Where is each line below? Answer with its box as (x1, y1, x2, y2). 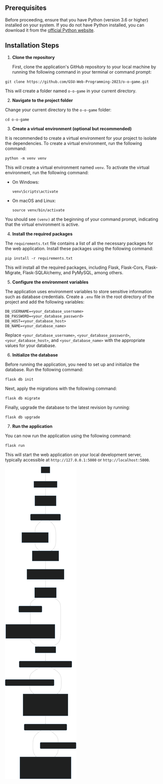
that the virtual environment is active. (5, 221, 79, 227)
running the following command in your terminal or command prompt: (12, 69, 152, 75)
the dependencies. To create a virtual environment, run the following (5, 140, 143, 146)
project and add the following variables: (5, 299, 85, 304)
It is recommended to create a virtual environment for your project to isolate (5, 135, 157, 141)
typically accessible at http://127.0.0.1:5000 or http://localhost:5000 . (5, 457, 150, 462)
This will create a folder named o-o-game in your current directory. (5, 88, 137, 94)
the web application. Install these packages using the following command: (5, 245, 153, 251)
